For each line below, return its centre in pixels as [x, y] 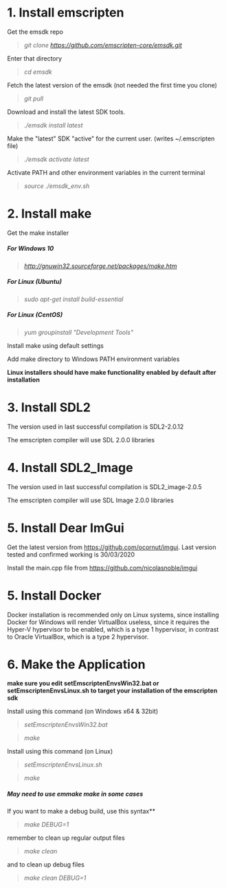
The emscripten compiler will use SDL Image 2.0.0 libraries [90, 500]
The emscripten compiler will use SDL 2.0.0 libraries [81, 440]
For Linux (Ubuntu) [34, 282]
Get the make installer [38, 233]
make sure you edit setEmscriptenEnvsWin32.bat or [83, 683]
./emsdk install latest [54, 125]
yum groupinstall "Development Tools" [79, 332]
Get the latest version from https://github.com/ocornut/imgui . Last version [112, 547]
